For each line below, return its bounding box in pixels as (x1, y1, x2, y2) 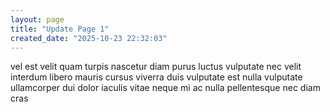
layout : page (10, 14, 65, 25)
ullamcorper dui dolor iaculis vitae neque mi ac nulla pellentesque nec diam (10, 82, 321, 94)
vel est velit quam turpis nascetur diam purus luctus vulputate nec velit (10, 61, 302, 73)
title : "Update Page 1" (10, 24, 110, 34)
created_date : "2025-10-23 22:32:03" (10, 33, 168, 43)
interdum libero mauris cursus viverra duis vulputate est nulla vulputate (10, 71, 303, 83)
